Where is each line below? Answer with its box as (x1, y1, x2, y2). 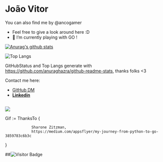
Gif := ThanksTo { (5, 116, 40, 121)
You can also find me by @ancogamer (5, 20, 82, 25)
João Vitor (5, 3, 48, 15)
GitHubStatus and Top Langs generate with (5, 63, 92, 69)
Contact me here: (5, 77, 40, 83)
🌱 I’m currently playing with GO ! (12, 34, 77, 40)
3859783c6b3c (5, 134, 32, 139)
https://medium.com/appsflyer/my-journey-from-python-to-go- (31, 129, 159, 134)
